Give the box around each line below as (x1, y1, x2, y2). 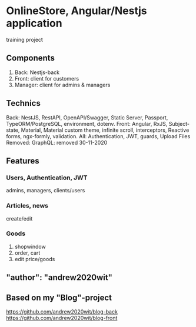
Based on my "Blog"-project (6, 292, 112, 302)
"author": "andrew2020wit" (6, 272, 113, 283)
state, (6, 126, 20, 134)
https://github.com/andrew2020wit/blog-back (6, 308, 118, 315)
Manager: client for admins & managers (14, 81, 111, 88)
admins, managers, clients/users (6, 187, 85, 194)
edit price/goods (14, 255, 55, 262)
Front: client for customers (14, 75, 79, 82)
